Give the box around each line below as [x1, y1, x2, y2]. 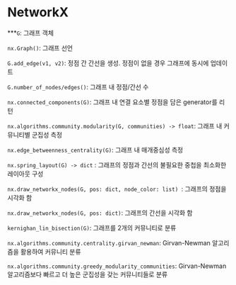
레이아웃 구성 [7, 169, 44, 178]
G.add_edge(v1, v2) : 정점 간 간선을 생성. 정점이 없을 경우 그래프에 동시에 [7, 58, 209, 67]
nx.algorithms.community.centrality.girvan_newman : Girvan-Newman [7, 238, 211, 247]
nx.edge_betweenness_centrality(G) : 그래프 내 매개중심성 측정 [7, 145, 184, 154]
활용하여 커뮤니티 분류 [20, 247, 81, 256]
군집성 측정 [31, 130, 62, 139]
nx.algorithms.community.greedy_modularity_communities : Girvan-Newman [7, 262, 227, 270]
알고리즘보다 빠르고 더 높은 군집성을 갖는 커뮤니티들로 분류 [7, 270, 168, 279]
